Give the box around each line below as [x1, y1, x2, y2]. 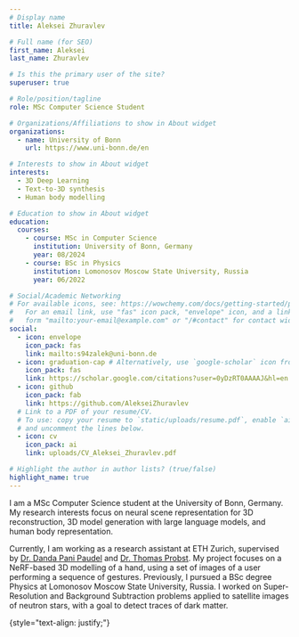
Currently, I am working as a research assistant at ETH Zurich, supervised [9, 543, 279, 553]
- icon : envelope [17, 332, 82, 341]
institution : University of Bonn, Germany [32, 242, 193, 251]
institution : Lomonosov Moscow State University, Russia [32, 266, 249, 276]
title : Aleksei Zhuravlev [9, 21, 105, 30]
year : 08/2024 [32, 250, 86, 259]
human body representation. [9, 526, 114, 536]
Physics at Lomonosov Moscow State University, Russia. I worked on [9, 581, 263, 592]
